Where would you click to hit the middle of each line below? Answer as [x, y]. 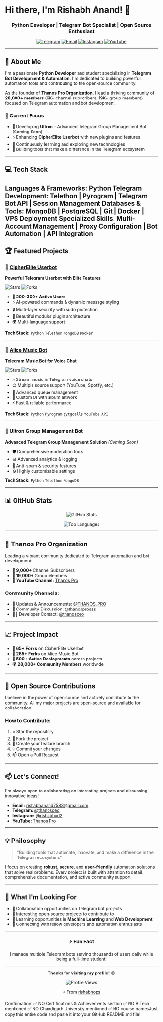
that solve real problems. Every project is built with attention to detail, [74, 872]
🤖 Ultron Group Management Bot [44, 431]
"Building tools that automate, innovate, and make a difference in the [85, 852]
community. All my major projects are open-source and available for [73, 703]
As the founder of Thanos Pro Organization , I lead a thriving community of [80, 93]
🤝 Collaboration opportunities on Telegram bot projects [67, 908]
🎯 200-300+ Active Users [39, 297]
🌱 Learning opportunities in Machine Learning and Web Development [82, 919]
